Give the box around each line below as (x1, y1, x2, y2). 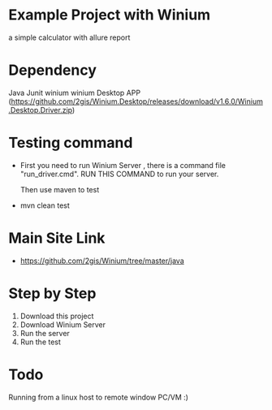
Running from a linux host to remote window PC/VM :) (8, 392, 189, 402)
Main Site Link (8, 229, 106, 247)
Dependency (8, 61, 97, 80)
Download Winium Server (19, 319, 106, 330)
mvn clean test (19, 201, 71, 210)
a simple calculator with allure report (8, 32, 131, 42)
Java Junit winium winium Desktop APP (8, 88, 140, 97)
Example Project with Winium (8, 6, 211, 24)
